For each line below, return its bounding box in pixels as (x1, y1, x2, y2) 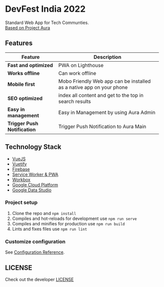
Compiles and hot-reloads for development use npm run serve (12, 215, 137, 221)
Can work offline (58, 70, 97, 76)
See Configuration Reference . (5, 249, 65, 255)
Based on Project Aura (5, 24, 50, 30)
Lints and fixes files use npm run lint (12, 226, 87, 232)
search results (58, 98, 91, 105)
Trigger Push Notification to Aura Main (58, 123, 146, 130)
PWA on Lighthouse (58, 62, 104, 69)
